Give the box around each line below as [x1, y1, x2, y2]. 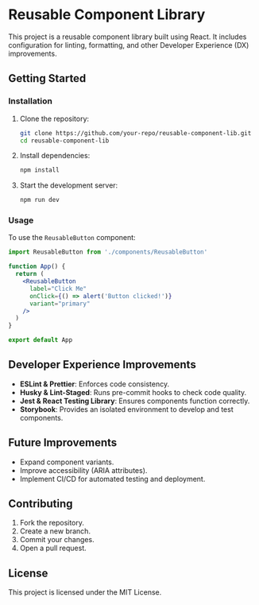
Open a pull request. [19, 543, 87, 553]
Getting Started [8, 72, 87, 85]
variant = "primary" [29, 300, 91, 308]
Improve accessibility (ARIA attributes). [19, 465, 148, 475]
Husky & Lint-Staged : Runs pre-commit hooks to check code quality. [19, 387, 247, 397]
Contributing [8, 497, 73, 510]
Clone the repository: [19, 114, 90, 123]
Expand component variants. [19, 457, 114, 467]
